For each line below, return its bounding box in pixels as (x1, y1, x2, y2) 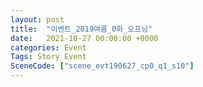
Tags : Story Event (10, 52, 87, 62)
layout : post (10, 14, 65, 25)
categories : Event (10, 42, 87, 53)
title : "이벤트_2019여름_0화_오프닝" (10, 24, 153, 34)
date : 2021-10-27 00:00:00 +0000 (10, 33, 159, 43)
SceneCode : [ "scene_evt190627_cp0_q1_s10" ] (10, 61, 195, 71)
